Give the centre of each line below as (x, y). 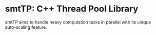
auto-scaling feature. (26, 27)
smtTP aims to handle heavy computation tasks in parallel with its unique (78, 22)
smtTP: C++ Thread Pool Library (72, 9)
